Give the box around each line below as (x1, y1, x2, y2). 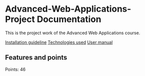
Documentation (36, 14, 101, 25)
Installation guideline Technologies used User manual (5, 39, 113, 45)
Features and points (5, 54, 68, 62)
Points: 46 (5, 66, 26, 72)
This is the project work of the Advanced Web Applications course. (5, 30, 141, 36)
